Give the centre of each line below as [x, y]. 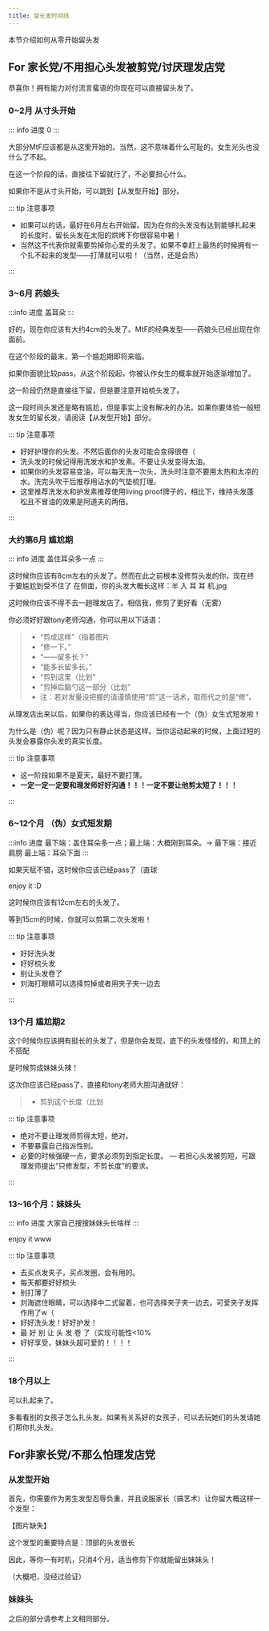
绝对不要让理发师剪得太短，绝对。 [76, 1136]
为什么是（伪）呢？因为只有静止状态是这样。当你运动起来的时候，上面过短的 [134, 731]
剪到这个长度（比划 [72, 1101]
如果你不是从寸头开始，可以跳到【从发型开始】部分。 [96, 191]
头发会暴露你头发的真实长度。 [57, 741]
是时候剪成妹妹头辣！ [43, 1068]
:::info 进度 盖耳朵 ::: [41, 313]
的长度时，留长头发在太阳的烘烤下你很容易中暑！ [100, 235]
